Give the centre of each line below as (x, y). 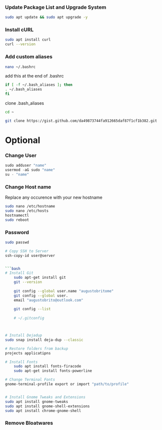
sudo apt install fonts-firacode (48, 366)
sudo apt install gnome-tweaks (37, 401)
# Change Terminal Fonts (30, 380)
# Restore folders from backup (37, 349)
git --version (28, 282)
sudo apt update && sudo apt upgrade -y (47, 17)
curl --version (20, 44)
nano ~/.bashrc (20, 67)
